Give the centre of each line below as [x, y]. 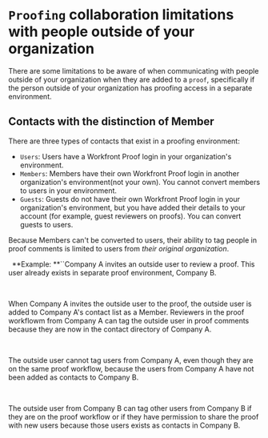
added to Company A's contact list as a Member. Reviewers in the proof [126, 312]
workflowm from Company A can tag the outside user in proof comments [129, 320]
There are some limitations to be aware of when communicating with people [134, 70]
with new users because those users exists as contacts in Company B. [124, 425]
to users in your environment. [68, 191]
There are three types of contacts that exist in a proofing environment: [124, 141]
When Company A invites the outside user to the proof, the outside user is [130, 303]
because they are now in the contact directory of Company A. [110, 329]
